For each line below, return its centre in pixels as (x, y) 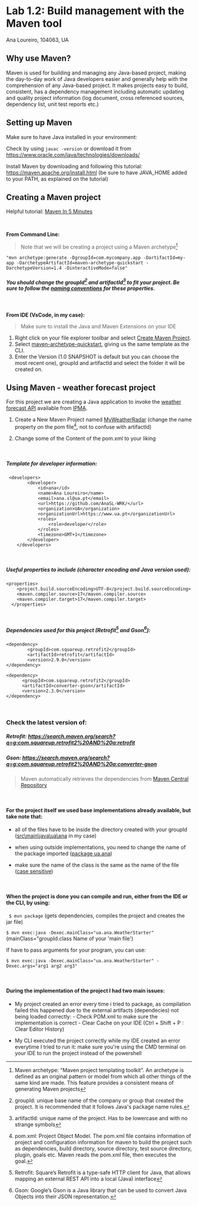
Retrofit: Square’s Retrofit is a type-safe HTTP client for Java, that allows (103, 1172)
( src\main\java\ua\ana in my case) (56, 836)
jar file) (15, 922)
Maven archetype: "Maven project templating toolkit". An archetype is (99, 1070)
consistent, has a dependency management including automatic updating (95, 91)
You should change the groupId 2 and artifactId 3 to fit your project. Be (93, 282)
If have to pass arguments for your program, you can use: (76, 950)
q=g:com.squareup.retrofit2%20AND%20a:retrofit (71, 743)
